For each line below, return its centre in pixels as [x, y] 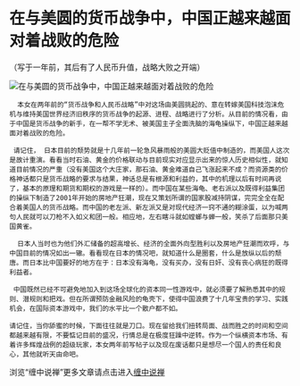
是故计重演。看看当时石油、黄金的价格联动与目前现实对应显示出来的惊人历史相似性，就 [146, 160]
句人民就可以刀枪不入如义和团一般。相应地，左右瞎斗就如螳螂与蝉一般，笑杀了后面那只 [146, 217]
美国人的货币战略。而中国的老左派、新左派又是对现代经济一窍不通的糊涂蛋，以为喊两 [155, 207]
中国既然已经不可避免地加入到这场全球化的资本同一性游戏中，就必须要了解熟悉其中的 [146, 289]
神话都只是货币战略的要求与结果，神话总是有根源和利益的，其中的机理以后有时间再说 [149, 179]
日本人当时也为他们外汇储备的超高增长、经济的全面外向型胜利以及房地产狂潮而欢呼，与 [154, 243]
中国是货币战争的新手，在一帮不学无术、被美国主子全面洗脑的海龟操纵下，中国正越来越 [152, 123]
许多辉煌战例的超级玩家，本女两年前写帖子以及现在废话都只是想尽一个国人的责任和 [145, 345]
